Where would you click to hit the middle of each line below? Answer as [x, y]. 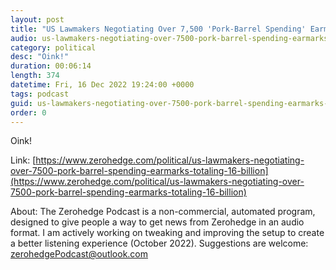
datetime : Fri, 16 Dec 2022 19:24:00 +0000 [102, 85]
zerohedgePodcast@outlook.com [79, 254]
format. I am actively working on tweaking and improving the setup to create [167, 233]
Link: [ [23, 160]
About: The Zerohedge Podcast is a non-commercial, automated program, [163, 212]
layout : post [37, 19]
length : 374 [35, 76]
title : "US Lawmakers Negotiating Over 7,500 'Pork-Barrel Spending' [158, 29]
